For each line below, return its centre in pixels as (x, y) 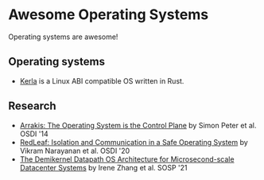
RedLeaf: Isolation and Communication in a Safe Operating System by (134, 142)
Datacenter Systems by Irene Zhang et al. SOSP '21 (104, 167)
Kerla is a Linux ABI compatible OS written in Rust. (102, 80)
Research (33, 106)
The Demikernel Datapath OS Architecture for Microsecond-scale (127, 159)
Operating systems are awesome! (63, 37)
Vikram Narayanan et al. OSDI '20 (75, 151)
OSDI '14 (34, 134)
